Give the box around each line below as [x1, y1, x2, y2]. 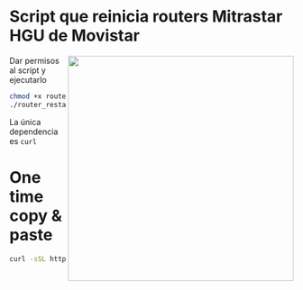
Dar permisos [9, 55, 60, 66]
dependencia [9, 126, 59, 137]
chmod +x [9, 92, 42, 101]
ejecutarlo [9, 74, 47, 85]
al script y [9, 65, 47, 76]
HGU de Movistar [9, 25, 140, 46]
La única [9, 116, 41, 127]
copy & [9, 205, 63, 226]
